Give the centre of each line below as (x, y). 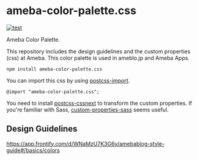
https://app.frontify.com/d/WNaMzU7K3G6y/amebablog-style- (86, 143)
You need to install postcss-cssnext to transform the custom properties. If (99, 103)
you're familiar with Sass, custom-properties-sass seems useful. (88, 109)
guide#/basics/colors (33, 150)
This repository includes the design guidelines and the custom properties (98, 51)
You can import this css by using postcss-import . (68, 80)
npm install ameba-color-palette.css (54, 69)
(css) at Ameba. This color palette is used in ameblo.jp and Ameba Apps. (98, 58)
